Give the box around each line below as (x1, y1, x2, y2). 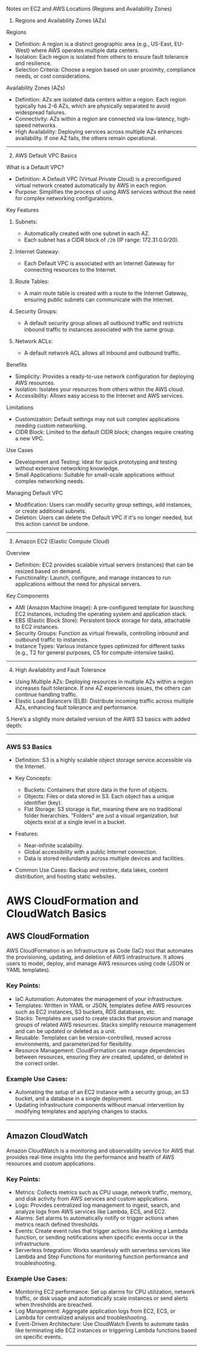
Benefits (6, 361, 27, 368)
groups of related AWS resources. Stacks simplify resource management (14, 1021, 197, 1028)
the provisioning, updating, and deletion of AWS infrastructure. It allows (6, 953, 184, 961)
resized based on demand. (14, 568, 82, 574)
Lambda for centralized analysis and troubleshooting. (14, 1314, 148, 1321)
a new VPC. (14, 435, 45, 442)
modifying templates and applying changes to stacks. (14, 1108, 149, 1115)
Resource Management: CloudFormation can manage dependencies (14, 1046, 185, 1054)
